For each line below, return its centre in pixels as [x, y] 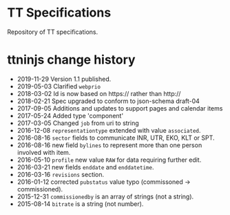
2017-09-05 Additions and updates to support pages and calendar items [120, 108]
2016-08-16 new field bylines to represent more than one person [109, 145]
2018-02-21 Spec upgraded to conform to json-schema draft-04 [108, 101]
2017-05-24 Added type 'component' [70, 115]
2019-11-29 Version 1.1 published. [64, 79]
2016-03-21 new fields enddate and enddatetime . [85, 167]
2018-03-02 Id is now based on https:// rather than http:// [99, 93]
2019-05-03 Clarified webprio [59, 86]
